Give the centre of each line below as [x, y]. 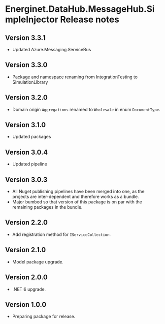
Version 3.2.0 [26, 98]
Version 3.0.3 [26, 179]
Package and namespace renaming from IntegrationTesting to [75, 77]
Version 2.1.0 [25, 250]
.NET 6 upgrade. [29, 289]
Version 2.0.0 [26, 277]
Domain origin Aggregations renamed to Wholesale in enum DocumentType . [86, 109]
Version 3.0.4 [27, 152]
